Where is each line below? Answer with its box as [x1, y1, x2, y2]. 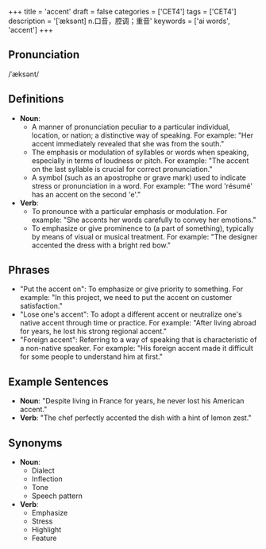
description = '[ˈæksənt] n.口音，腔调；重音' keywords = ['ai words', [8, 16, 230, 25]
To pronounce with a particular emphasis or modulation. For [31, 206, 228, 216]
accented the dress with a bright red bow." [31, 240, 171, 250]
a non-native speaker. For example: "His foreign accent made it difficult [19, 344, 254, 353]
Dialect [31, 465, 56, 476]
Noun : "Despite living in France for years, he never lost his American [19, 396, 245, 406]
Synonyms [8, 436, 63, 450]
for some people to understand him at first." [19, 352, 163, 361]
